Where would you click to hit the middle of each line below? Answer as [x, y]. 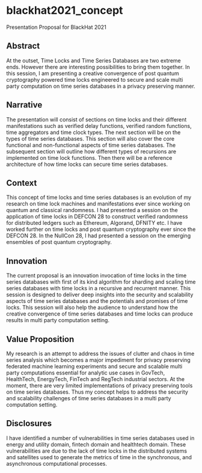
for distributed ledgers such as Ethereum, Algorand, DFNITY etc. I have [94, 223]
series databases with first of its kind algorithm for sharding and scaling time [101, 282]
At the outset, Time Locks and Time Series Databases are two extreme [94, 60]
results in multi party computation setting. [58, 320]
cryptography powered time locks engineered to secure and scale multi [95, 79]
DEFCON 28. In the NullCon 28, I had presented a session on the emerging [99, 236]
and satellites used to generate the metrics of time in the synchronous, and [99, 457]
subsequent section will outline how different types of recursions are [91, 151]
